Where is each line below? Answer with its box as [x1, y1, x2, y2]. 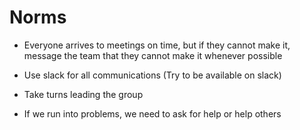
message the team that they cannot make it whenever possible [23, 49, 283, 61]
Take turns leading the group [23, 88, 144, 100]
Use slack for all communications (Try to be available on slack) [23, 69, 282, 81]
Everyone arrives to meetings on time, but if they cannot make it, [23, 39, 291, 51]
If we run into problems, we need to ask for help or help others [23, 107, 282, 120]
